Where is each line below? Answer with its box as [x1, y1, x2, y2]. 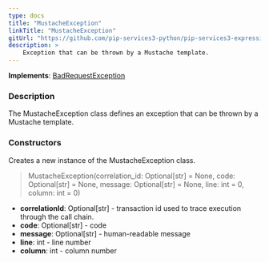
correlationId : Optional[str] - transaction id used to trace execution [19, 203, 242, 212]
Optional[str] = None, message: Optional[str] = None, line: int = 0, [27, 179, 244, 189]
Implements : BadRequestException [8, 71, 126, 80]
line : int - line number [19, 237, 91, 247]
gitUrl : [8, 34, 34, 42]
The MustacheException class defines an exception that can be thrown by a [8, 109, 259, 118]
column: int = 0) [27, 188, 81, 197]
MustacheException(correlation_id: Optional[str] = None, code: [27, 171, 236, 181]
